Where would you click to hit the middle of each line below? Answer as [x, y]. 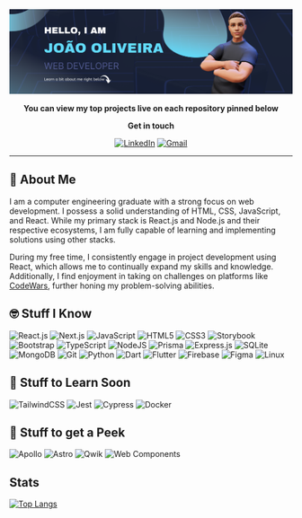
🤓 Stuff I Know [51, 314]
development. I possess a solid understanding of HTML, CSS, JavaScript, [145, 211]
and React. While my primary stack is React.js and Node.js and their [135, 220]
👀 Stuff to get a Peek [67, 432]
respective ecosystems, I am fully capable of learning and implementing [142, 230]
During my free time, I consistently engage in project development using [143, 257]
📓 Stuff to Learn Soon [70, 383]
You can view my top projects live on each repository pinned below [151, 109]
